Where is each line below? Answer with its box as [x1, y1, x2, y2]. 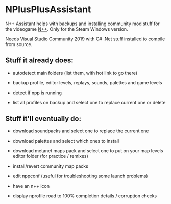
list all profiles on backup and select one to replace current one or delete [12, 99, 166, 105]
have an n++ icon [12, 183, 50, 189]
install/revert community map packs [12, 163, 88, 169]
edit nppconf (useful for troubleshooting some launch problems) [12, 173, 148, 179]
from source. [5, 41, 33, 47]
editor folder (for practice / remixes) [12, 153, 88, 159]
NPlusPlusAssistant [5, 4, 91, 15]
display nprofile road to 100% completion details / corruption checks [12, 193, 157, 199]
